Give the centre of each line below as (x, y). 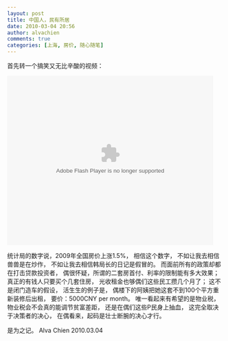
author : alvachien (33, 33)
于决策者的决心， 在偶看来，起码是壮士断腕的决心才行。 (86, 316)
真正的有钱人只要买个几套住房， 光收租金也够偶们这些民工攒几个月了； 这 (111, 281)
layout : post (26, 13)
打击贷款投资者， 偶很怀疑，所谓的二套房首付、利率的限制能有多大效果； (116, 273)
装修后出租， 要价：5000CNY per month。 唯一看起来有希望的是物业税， (116, 298)
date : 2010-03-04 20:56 (41, 26)
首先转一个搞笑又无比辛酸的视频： (55, 66)
